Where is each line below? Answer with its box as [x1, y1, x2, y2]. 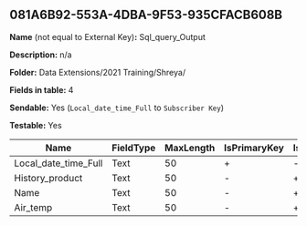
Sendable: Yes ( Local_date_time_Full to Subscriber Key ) [9, 102, 225, 113]
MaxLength [164, 141, 216, 154]
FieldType [111, 141, 156, 154]
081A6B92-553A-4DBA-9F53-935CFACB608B [9, 7, 283, 23]
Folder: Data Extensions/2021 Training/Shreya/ [9, 67, 185, 77]
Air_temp [14, 200, 53, 213]
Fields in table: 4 [9, 84, 74, 95]
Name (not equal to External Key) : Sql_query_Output [9, 31, 206, 42]
